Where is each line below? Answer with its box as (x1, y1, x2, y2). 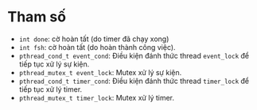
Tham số (7, 8, 67, 26)
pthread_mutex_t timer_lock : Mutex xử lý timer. (18, 93, 175, 102)
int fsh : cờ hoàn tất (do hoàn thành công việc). (18, 42, 176, 51)
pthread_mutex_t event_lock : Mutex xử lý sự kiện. (18, 67, 182, 77)
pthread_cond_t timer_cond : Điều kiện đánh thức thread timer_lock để (18, 76, 250, 85)
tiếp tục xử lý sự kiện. (18, 59, 90, 69)
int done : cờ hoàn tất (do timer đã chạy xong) (18, 34, 169, 44)
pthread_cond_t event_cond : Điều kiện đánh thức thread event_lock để (18, 51, 250, 60)
